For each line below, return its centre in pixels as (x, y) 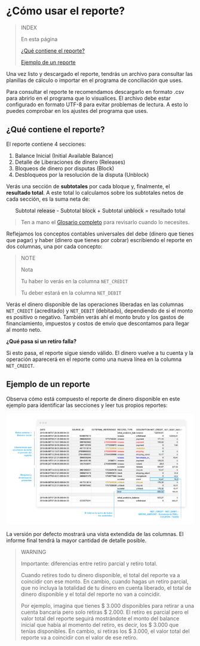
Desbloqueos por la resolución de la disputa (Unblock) (82, 174)
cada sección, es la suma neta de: (48, 199)
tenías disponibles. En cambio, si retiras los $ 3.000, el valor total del (105, 631)
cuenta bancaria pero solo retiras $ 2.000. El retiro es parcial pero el (105, 612)
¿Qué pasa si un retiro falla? (41, 341)
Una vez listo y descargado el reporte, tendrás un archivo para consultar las (99, 74)
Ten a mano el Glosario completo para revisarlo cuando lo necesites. (105, 222)
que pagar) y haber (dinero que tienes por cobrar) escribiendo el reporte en (99, 240)
